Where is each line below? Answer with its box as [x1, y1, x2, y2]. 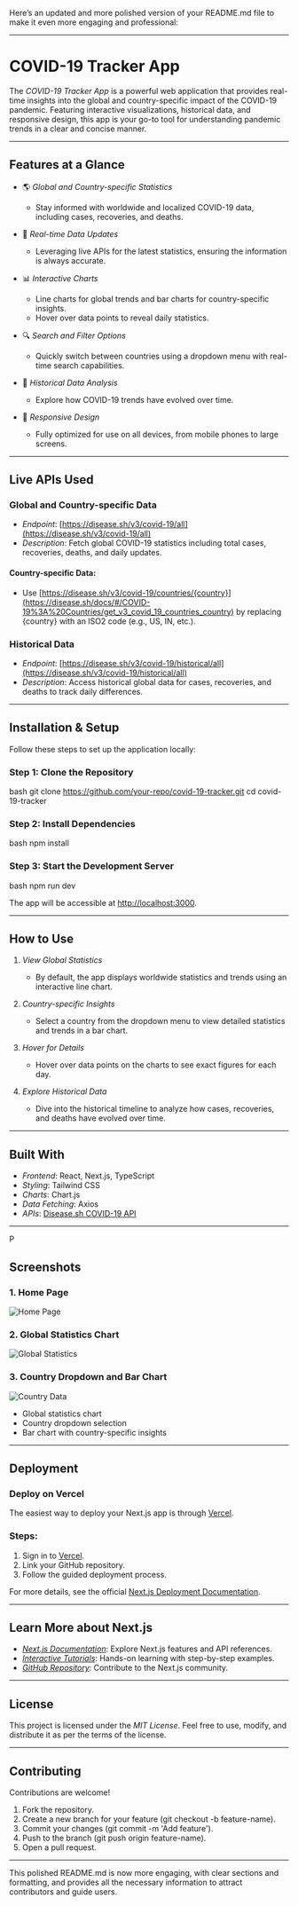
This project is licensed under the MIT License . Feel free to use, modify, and [9, 1721, 287, 1731]
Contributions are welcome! [9, 1787, 111, 1798]
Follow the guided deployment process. [21, 1569, 167, 1579]
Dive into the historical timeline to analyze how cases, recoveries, [35, 1104, 275, 1114]
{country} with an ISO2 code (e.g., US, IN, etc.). [21, 616, 197, 626]
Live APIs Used [9, 472, 95, 487]
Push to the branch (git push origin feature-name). [21, 1832, 207, 1843]
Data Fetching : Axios [21, 1199, 99, 1209]
